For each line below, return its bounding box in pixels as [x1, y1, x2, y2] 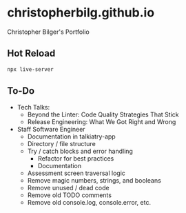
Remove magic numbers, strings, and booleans [27, 176, 162, 185]
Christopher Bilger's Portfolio [7, 28, 90, 36]
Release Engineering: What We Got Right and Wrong [27, 118, 176, 126]
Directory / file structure [27, 140, 96, 148]
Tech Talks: [17, 103, 50, 112]
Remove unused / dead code [27, 184, 110, 192]
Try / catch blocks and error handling [27, 147, 133, 156]
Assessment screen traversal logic [27, 169, 126, 177]
